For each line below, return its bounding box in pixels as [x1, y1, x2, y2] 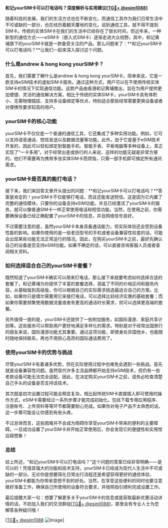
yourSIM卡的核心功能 [5, 118, 57, 125]
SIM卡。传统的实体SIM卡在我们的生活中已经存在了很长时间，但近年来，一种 [5, 28, 161, 34]
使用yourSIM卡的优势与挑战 [5, 349, 72, 356]
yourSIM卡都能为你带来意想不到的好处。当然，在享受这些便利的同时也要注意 [5, 477, 162, 483]
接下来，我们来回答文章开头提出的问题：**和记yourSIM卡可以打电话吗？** [5, 187, 158, 193]
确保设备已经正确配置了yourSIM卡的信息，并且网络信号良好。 [9, 212, 136, 218]
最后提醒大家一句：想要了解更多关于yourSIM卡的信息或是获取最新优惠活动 [5, 494, 158, 500]
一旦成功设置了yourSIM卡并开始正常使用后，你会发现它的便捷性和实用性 [13, 426, 162, 432]
